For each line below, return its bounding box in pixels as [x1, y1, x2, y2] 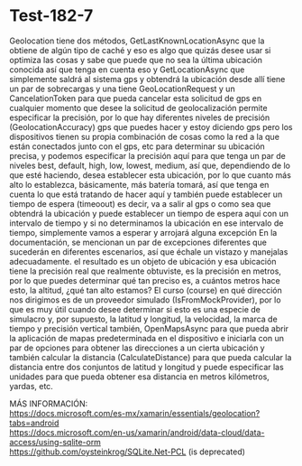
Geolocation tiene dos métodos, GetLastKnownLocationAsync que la [9, 35, 265, 46]
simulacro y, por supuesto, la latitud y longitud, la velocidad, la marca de [9, 313, 278, 324]
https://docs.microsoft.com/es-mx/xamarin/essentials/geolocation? [9, 407, 261, 418]
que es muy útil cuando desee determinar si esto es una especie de [9, 303, 261, 314]
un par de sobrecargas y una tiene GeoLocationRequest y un [9, 83, 236, 94]
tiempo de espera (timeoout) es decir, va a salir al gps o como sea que [9, 198, 271, 209]
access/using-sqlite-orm [9, 436, 102, 447]
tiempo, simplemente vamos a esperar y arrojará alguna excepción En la [9, 227, 278, 238]
